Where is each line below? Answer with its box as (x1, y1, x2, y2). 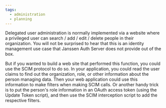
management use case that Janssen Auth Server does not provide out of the (5, 46, 162, 52)
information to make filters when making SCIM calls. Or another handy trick (5, 82, 159, 88)
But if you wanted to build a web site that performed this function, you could (5, 60, 161, 67)
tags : (5, 7, 16, 12)
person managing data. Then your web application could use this (5, 76, 138, 82)
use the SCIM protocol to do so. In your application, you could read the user (5, 66, 160, 72)
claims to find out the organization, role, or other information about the (5, 71, 149, 77)
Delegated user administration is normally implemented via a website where (5, 30, 160, 36)
